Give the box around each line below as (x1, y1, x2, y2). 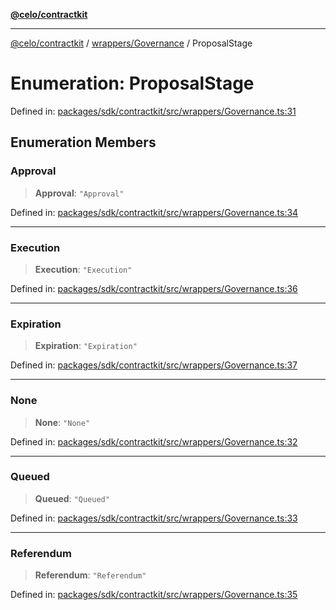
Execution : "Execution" (34, 263, 133, 275)
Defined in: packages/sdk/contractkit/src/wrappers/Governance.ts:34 (10, 206, 299, 218)
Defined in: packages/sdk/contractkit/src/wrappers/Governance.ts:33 (10, 512, 298, 524)
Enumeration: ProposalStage (10, 72, 255, 95)
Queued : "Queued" (34, 492, 110, 504)
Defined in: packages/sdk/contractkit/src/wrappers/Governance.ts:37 (10, 359, 298, 371)
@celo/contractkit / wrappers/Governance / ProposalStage (10, 37, 253, 49)
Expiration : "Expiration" (34, 340, 138, 352)
